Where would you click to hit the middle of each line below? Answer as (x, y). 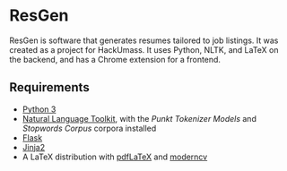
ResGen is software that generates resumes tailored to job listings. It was (144, 40)
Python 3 (39, 109)
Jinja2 (34, 147)
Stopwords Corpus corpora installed (89, 128)
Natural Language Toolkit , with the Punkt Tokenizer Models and (139, 118)
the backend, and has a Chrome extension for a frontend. (115, 59)
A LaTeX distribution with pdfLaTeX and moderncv (115, 157)
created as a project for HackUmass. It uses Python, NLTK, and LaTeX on (144, 49)
